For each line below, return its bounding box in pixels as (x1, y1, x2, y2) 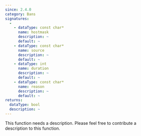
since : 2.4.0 (5, 7, 32, 12)
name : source (18, 48, 45, 53)
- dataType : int (14, 61, 47, 66)
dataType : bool (9, 102, 40, 107)
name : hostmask (18, 30, 49, 35)
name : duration (18, 66, 49, 71)
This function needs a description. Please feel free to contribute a (5, 120, 137, 126)
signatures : (5, 16, 29, 21)
